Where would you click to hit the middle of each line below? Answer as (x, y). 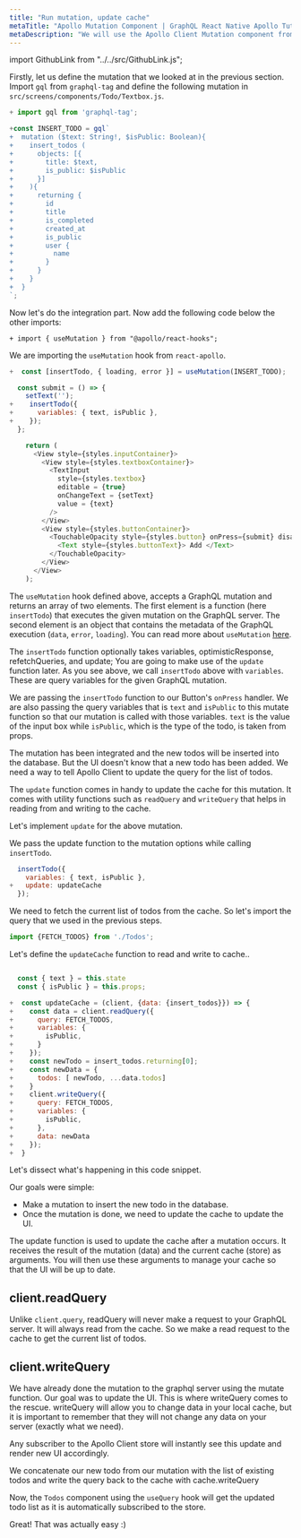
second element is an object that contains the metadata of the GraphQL (142, 625)
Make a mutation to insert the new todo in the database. (125, 1205)
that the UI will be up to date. (63, 1270)
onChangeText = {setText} (105, 496)
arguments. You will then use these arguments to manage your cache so (142, 1260)
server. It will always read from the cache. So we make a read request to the (150, 1329)
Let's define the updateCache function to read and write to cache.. (130, 954)
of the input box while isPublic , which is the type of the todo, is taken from (148, 726)
